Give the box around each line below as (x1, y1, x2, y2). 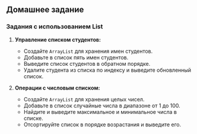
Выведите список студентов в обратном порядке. (23, 60, 151, 67)
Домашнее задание (6, 5, 84, 15)
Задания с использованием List (6, 23, 103, 31)
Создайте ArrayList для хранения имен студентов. (23, 47, 153, 55)
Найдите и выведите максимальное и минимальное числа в (23, 108, 177, 115)
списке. (23, 114, 43, 122)
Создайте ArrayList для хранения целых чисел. (23, 95, 145, 103)
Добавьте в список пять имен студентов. (23, 53, 129, 61)
